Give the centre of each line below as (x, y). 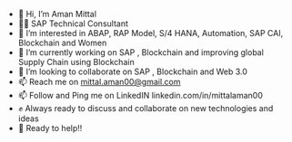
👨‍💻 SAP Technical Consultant (73, 24)
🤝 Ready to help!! (50, 128)
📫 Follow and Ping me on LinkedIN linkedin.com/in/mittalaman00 (141, 95)
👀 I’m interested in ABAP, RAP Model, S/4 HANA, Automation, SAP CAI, (151, 33)
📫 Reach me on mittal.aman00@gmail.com (99, 82)
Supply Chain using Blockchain (76, 62)
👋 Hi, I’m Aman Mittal (57, 14)
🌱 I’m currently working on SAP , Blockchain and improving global (141, 52)
